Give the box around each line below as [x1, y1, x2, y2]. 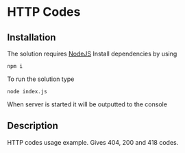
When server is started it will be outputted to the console [7, 100, 168, 108]
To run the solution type [7, 75, 75, 83]
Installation [7, 32, 56, 43]
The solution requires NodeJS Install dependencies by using [7, 49, 177, 58]
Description [7, 120, 58, 132]
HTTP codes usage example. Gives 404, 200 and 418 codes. [7, 138, 179, 146]
